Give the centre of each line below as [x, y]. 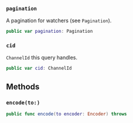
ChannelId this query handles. [42, 57]
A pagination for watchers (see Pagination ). [59, 20]
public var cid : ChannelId [39, 69]
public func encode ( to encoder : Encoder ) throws [66, 114]
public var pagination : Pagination [50, 32]
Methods [23, 86]
